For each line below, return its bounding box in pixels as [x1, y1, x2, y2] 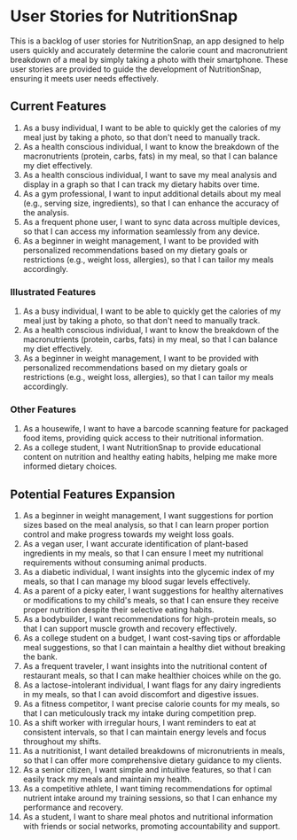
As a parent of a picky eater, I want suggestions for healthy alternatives [22, 586, 284, 596]
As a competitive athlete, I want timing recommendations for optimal [22, 783, 273, 794]
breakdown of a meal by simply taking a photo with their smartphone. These [10, 54, 289, 65]
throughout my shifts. [22, 736, 101, 747]
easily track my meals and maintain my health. [22, 774, 192, 785]
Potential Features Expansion [10, 486, 176, 502]
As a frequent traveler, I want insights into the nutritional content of [22, 661, 268, 672]
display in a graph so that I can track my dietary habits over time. [22, 179, 260, 190]
